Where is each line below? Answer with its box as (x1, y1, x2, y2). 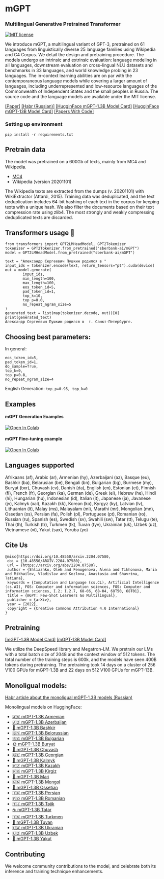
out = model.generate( (5, 267, 52, 273)
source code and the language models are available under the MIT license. (5, 94, 156, 100)
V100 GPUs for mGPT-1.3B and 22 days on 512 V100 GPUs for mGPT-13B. (5, 667, 154, 673)
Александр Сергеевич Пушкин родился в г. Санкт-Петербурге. (5, 319, 133, 325)
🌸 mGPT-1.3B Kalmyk (12, 758, 55, 764)
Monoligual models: (5, 681, 67, 690)
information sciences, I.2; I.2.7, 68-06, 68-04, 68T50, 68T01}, (5, 588, 141, 593)
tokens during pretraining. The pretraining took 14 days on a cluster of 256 (5, 662, 156, 668)
